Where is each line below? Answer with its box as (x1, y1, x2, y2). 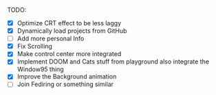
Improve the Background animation (17, 72, 117, 81)
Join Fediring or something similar (17, 80, 114, 88)
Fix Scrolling (17, 42, 53, 51)
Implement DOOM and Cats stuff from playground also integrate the (17, 57, 210, 66)
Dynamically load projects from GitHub (17, 27, 127, 35)
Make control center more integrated (17, 50, 122, 58)
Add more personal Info (17, 34, 85, 43)
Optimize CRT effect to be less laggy (17, 19, 122, 27)
